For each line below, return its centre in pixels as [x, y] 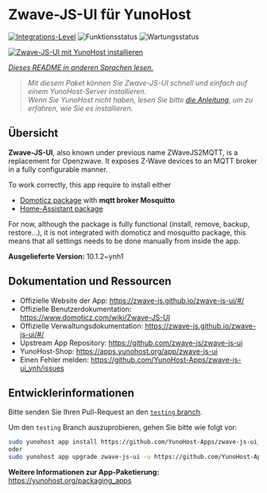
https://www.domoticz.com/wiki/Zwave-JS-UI [95, 317]
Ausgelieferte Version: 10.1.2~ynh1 [66, 256]
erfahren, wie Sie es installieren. [80, 108]
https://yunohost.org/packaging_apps [70, 480]
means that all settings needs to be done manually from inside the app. [124, 241]
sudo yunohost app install [53, 442]
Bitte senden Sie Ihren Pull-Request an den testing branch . [105, 412]
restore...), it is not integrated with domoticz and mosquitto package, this [127, 232]
